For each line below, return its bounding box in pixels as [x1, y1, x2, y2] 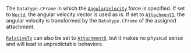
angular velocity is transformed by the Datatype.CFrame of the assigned [6, 17, 176, 24]
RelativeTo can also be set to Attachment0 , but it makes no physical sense [6, 35, 183, 41]
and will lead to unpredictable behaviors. [6, 40, 104, 47]
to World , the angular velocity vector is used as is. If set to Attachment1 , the [6, 11, 185, 18]
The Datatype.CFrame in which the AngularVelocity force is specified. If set [6, 5, 185, 12]
